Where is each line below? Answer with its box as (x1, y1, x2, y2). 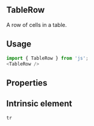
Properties (6, 78, 48, 88)
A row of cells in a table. (6, 21, 67, 28)
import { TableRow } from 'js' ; (6, 55, 89, 61)
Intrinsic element (6, 98, 72, 109)
